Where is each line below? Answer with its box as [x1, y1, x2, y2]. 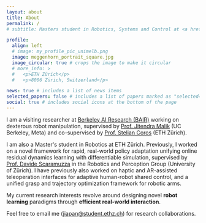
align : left [12, 43, 43, 49]
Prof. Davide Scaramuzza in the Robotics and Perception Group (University [6, 160, 196, 167]
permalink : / [6, 20, 40, 26]
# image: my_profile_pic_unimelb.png [12, 48, 109, 55]
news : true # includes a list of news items [6, 88, 122, 94]
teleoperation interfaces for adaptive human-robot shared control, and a [6, 173, 189, 180]
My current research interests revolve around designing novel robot [6, 191, 178, 199]
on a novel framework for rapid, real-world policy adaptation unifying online [6, 147, 197, 155]
